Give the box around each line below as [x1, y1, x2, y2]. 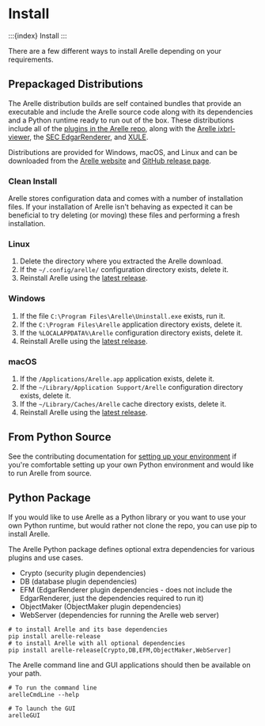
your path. [8, 668, 42, 678]
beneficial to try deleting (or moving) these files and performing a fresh [8, 210, 240, 220]
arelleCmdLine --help [8, 690, 80, 698]
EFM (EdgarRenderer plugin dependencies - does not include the [19, 584, 233, 594]
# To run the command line [8, 683, 97, 692]
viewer [8, 132, 30, 142]
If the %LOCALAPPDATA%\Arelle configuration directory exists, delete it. [19, 327, 243, 337]
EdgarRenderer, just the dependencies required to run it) [19, 593, 204, 603]
